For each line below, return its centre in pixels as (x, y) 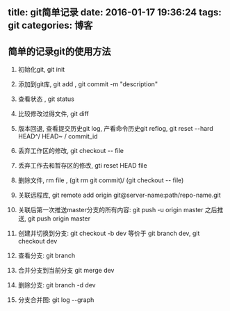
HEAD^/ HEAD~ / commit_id (58, 136)
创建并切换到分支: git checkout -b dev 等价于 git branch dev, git (109, 233)
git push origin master (59, 218)
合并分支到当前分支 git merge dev (66, 271)
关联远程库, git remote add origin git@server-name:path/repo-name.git (119, 195)
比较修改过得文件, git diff (54, 114)
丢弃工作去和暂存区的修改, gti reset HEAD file (83, 166)
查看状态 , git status (46, 99)
